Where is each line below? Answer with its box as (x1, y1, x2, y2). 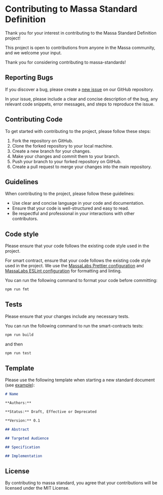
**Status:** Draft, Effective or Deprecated (5, 409, 97, 414)
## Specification (5, 445, 40, 450)
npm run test (5, 350, 32, 355)
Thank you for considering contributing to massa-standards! (5, 59, 126, 65)
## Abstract (5, 427, 29, 432)
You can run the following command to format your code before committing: (5, 278, 158, 283)
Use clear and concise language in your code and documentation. (12, 200, 145, 206)
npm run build (5, 332, 34, 337)
